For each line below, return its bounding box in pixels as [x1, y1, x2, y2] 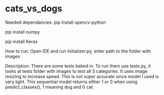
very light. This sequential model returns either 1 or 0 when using [5, 79, 138, 85]
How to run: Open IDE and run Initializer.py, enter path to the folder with [5, 48, 151, 54]
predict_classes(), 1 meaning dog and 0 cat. [5, 84, 94, 90]
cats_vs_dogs [5, 3, 62, 14]
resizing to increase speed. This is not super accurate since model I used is [5, 73, 159, 79]
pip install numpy [5, 29, 40, 35]
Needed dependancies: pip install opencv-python [5, 19, 107, 25]
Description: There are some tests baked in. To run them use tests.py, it [5, 63, 151, 69]
